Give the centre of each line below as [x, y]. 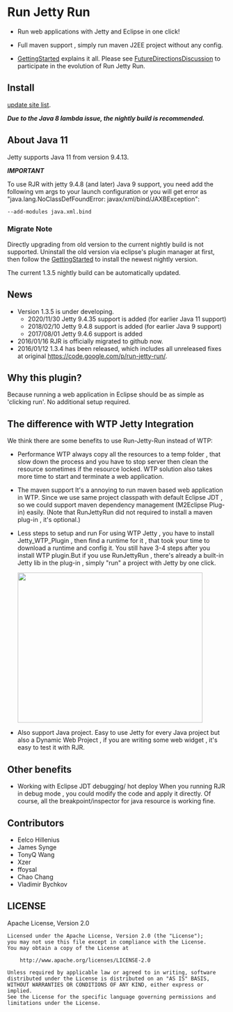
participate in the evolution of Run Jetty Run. [81, 66]
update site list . [29, 105]
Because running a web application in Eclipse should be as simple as [106, 394]
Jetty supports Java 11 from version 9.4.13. [68, 157]
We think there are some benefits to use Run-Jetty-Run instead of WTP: [110, 441]
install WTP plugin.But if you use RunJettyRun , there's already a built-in [120, 556]
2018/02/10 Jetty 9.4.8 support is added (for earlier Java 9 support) [125, 326]
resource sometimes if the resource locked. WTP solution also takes [115, 469]
